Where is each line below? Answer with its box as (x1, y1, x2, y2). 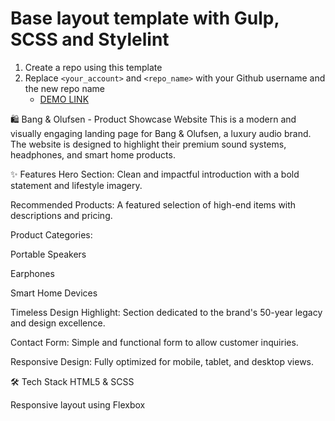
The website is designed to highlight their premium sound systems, (10, 138, 287, 150)
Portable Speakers (10, 248, 87, 260)
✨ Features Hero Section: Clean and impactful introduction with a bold (10, 168, 300, 180)
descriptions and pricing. (10, 209, 113, 221)
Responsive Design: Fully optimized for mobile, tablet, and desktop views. (10, 355, 315, 367)
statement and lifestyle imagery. (10, 179, 143, 191)
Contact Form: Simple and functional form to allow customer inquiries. (10, 336, 299, 348)
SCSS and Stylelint (10, 28, 170, 51)
